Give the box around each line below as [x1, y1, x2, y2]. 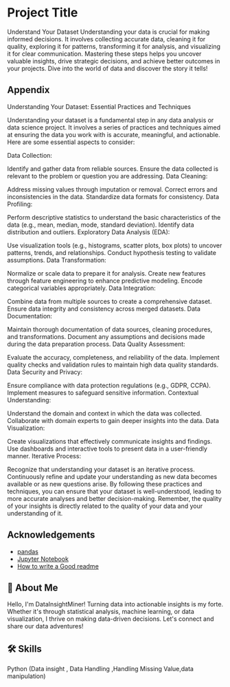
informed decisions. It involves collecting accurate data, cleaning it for [7, 34, 206, 43]
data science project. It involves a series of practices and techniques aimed [7, 123, 221, 132]
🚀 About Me [7, 582, 58, 593]
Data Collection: [7, 151, 53, 159]
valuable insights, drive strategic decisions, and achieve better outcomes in [7, 57, 220, 65]
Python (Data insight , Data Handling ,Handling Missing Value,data [7, 665, 194, 673]
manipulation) [7, 672, 46, 680]
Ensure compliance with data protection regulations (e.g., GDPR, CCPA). [7, 381, 211, 389]
